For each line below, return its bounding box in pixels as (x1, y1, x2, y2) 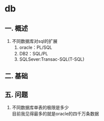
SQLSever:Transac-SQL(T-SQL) (19, 56, 85, 62)
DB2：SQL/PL (19, 51, 48, 56)
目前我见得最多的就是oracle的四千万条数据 (11, 111, 99, 117)
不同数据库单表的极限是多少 (11, 105, 69, 111)
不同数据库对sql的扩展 (11, 38, 58, 44)
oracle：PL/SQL (19, 44, 53, 50)
